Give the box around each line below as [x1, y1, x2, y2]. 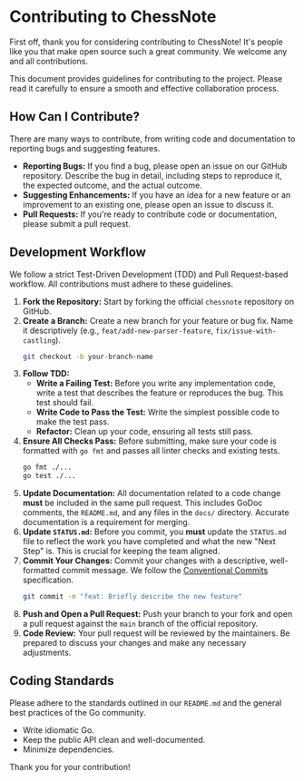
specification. [22, 574, 74, 586]
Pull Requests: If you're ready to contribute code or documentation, [22, 209, 278, 220]
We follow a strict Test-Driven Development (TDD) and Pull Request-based [9, 268, 289, 279]
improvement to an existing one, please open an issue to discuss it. [22, 199, 274, 210]
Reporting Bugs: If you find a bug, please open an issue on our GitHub [22, 161, 288, 171]
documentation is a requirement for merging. [22, 517, 191, 528]
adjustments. [22, 647, 72, 659]
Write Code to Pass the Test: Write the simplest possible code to [35, 406, 279, 418]
